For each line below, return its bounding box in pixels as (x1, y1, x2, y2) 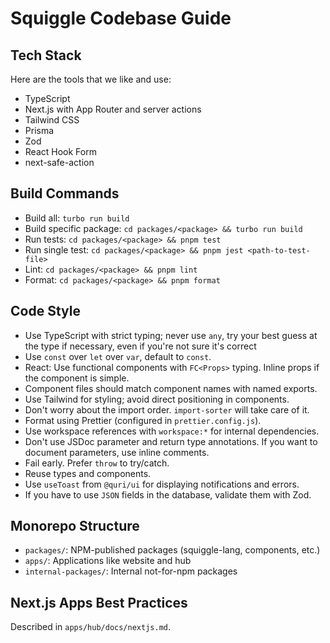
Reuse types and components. (24, 467, 152, 479)
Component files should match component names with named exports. (24, 382, 318, 394)
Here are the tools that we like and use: (10, 73, 172, 85)
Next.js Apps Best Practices (10, 594, 188, 611)
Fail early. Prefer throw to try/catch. (24, 457, 170, 469)
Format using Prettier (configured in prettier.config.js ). (24, 414, 262, 426)
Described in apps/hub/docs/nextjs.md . (10, 621, 171, 633)
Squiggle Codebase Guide (10, 7, 232, 30)
